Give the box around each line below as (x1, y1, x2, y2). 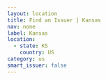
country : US (20, 49, 54, 56)
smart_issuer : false (7, 62, 68, 69)
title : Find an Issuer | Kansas (7, 17, 101, 24)
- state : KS (13, 42, 49, 49)
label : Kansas (7, 29, 49, 37)
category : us (7, 56, 45, 63)
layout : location (7, 10, 58, 17)
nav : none (7, 23, 36, 30)
